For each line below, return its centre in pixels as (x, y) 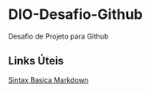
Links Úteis (36, 61)
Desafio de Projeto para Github (58, 36)
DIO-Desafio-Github (76, 15)
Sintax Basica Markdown (49, 79)
